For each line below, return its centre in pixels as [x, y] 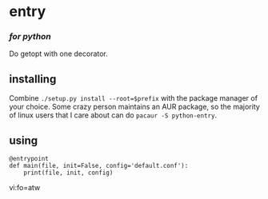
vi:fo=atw [25, 188]
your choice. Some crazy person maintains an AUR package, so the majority [135, 107]
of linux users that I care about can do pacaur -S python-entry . [113, 115]
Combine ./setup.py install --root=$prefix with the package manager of [134, 98]
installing [33, 79]
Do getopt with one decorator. [59, 54]
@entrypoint [29, 159]
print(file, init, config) [68, 173]
